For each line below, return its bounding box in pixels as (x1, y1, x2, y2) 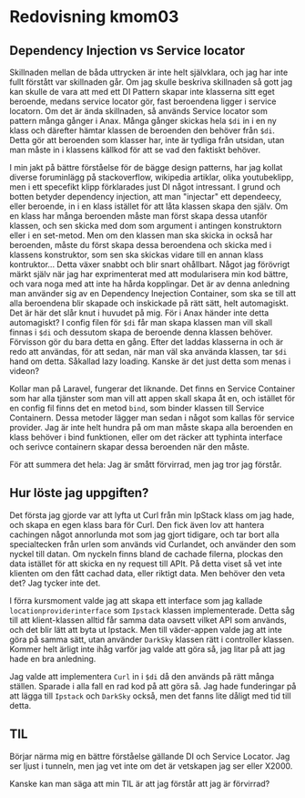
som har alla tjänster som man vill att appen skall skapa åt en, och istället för (9, 393, 296, 403)
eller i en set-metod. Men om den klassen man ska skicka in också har (9, 230, 273, 241)
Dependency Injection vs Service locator (9, 43, 246, 58)
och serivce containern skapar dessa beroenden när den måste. (9, 441, 250, 452)
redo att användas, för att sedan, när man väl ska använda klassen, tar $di (9, 347, 288, 357)
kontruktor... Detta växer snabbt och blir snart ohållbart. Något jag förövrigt (9, 259, 290, 270)
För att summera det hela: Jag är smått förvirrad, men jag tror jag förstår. (9, 459, 282, 470)
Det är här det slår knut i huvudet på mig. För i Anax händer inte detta (9, 307, 269, 318)
